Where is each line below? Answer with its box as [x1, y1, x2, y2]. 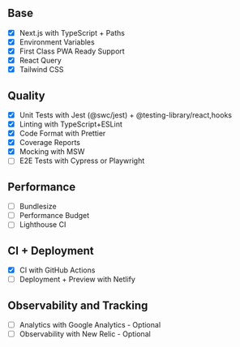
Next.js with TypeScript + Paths [19, 28, 125, 37]
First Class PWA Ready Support [19, 46, 125, 56]
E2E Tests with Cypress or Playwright [19, 156, 145, 165]
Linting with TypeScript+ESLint [19, 119, 123, 129]
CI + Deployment [7, 243, 94, 258]
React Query [19, 56, 62, 65]
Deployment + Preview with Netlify [19, 275, 135, 285]
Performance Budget [19, 211, 90, 221]
